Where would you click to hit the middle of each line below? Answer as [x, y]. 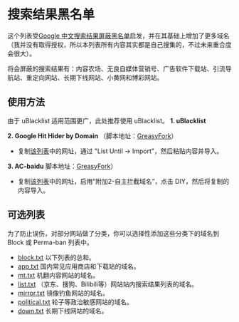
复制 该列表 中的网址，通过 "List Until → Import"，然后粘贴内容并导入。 [120, 151]
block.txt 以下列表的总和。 [56, 257]
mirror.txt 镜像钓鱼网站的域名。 [63, 293]
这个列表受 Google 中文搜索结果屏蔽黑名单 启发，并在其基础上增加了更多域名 [118, 36]
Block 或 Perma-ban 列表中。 [51, 242]
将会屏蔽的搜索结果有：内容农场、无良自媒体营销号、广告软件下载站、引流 [116, 68]
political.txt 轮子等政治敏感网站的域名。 [75, 302]
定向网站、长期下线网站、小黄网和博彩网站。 [97, 77]
